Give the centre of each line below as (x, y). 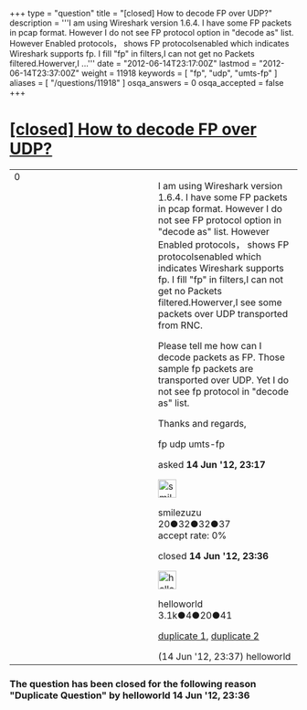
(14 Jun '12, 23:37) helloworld (225, 656)
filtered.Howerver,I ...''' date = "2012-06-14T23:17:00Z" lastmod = (133, 64)
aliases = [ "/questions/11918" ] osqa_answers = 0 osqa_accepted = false (147, 83)
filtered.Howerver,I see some (220, 302)
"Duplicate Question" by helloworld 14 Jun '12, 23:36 (130, 695)
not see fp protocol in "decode (224, 391)
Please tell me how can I (210, 345)
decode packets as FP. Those (222, 357)
